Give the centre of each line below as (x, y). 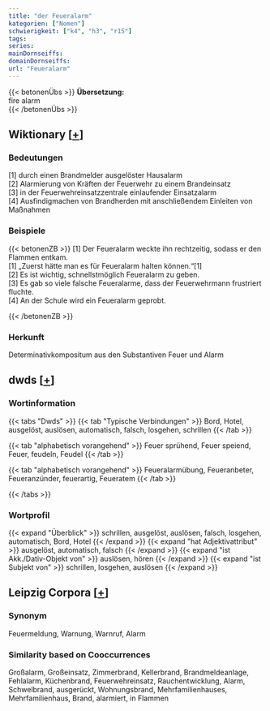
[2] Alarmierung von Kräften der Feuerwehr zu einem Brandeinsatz (120, 184)
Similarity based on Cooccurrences (79, 654)
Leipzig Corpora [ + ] (59, 593)
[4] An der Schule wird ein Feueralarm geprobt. (87, 300)
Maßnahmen (30, 210)
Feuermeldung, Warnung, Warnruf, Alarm (77, 633)
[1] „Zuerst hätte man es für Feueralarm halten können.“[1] (105, 265)
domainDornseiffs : (39, 62)
